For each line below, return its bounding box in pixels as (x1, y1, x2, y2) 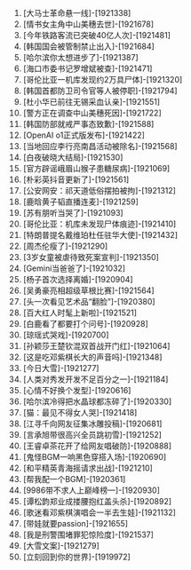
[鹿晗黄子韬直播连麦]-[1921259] (22, 196, 139, 207)
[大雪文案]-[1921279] (22, 541, 100, 550)
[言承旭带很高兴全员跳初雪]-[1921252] (22, 430, 163, 439)
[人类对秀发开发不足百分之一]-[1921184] (22, 374, 169, 384)
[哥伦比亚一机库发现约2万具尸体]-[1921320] (22, 75, 183, 84)
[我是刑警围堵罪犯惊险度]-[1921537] (22, 529, 155, 540)
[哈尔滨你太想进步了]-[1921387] (22, 52, 139, 62)
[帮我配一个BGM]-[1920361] (22, 474, 126, 484)
